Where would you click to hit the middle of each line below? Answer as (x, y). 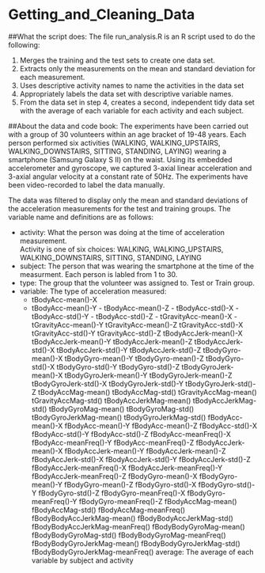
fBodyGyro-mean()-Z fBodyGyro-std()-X (131, 484)
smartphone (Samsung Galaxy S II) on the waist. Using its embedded (120, 159)
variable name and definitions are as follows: (81, 217)
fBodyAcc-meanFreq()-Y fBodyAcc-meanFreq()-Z (113, 442)
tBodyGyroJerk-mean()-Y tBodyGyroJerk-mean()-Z (148, 375)
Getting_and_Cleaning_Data (102, 15)
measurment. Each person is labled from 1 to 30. (98, 274)
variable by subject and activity (82, 560)
